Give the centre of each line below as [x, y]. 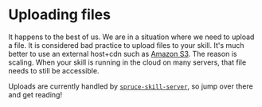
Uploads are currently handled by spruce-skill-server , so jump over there [131, 86]
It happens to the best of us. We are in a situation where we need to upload [131, 37]
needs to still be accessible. [54, 70]
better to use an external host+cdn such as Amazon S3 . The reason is [123, 53]
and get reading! [35, 94]
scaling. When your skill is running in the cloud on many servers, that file [127, 62]
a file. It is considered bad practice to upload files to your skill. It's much [126, 45]
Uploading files [60, 15]
